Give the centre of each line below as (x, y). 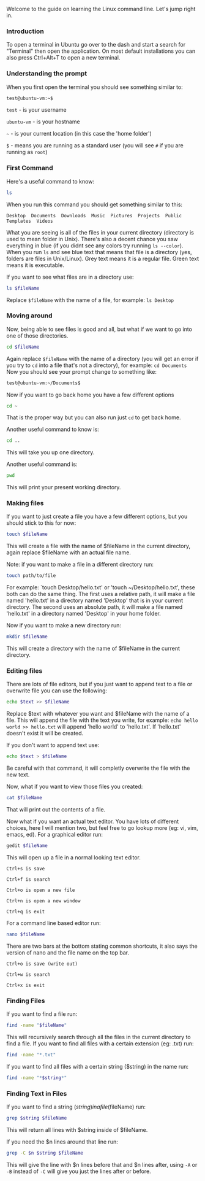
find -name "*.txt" (31, 1055)
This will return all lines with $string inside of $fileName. (77, 1129)
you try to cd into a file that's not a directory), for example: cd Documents (97, 365)
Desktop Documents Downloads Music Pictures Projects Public (94, 215)
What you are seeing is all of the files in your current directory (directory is (100, 232)
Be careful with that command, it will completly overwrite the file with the (98, 768)
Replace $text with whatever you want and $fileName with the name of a (98, 714)
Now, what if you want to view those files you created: (75, 787)
